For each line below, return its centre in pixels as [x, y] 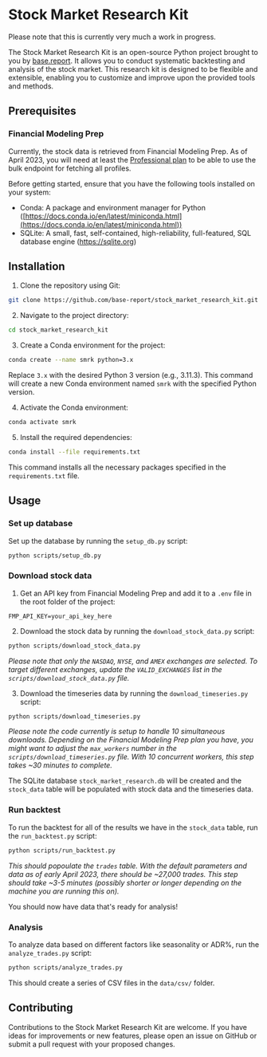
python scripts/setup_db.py [55, 556]
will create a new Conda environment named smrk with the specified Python [132, 383]
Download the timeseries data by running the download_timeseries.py [134, 693]
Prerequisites [42, 111]
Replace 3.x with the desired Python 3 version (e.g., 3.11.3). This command [131, 375]
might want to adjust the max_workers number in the [93, 749]
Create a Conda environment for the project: [92, 345]
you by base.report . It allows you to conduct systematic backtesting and [127, 61]
